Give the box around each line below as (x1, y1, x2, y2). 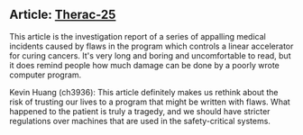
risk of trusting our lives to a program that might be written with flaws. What (9, 96, 290, 107)
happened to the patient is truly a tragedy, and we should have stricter (9, 105, 271, 116)
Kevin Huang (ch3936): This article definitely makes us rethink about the (9, 86, 279, 97)
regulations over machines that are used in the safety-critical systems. (9, 115, 271, 126)
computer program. (9, 69, 82, 80)
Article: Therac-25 (9, 7, 116, 22)
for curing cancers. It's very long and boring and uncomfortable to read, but (9, 49, 291, 61)
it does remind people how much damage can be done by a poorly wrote (9, 59, 280, 70)
